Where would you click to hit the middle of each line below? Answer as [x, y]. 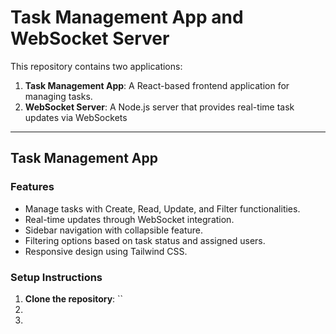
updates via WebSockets [76, 117]
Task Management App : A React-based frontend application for [157, 85]
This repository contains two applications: [96, 66]
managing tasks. [58, 96]
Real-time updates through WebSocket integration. [129, 219]
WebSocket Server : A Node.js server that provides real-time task [159, 107]
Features [32, 187]
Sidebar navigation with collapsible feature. [114, 230]
